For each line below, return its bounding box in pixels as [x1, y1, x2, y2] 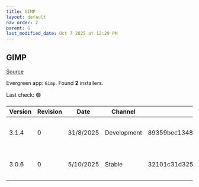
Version [9, 107, 32, 116]
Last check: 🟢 [6, 91, 41, 98]
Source [6, 68, 24, 75]
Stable [104, 160, 123, 168]
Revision [37, 107, 62, 116]
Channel [111, 107, 136, 116]
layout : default [6, 14, 46, 20]
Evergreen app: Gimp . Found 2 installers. [6, 79, 104, 86]
